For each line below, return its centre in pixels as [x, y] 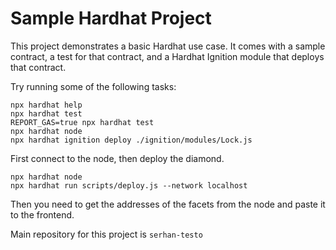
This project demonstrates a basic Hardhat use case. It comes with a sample [168, 46]
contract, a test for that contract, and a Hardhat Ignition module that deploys [167, 56]
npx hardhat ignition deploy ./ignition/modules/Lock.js [131, 140]
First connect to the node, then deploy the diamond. [117, 158]
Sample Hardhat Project [111, 18]
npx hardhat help [46, 105]
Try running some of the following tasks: [93, 86]
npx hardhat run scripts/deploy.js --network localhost [129, 185]
